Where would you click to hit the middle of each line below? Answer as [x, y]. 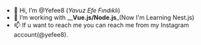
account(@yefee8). [41, 35]
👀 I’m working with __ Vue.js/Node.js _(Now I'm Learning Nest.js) [104, 17]
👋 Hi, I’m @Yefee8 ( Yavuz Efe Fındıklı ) [67, 10]
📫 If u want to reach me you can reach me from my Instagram [101, 25]
